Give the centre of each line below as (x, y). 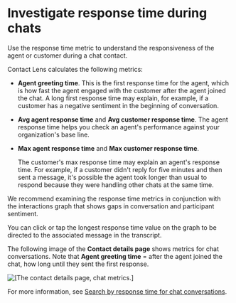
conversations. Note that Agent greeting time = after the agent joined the (115, 256)
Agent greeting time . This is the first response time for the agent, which (123, 83)
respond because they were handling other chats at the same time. (116, 185)
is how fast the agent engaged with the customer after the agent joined (122, 90)
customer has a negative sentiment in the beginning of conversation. (118, 105)
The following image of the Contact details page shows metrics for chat (113, 249)
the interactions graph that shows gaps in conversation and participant (111, 206)
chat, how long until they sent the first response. (78, 264)
